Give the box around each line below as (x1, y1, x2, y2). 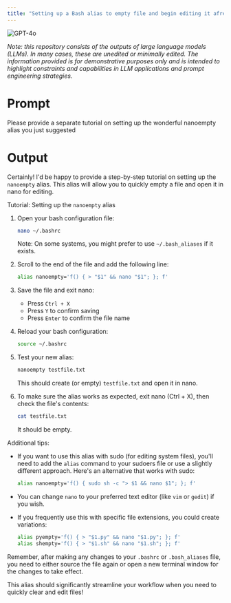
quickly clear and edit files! (7, 588, 84, 596)
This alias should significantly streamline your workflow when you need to (7, 580, 217, 589)
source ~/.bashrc (16, 341, 67, 348)
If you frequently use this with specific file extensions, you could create (16, 513, 220, 521)
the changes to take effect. (7, 567, 84, 575)
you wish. (16, 500, 45, 508)
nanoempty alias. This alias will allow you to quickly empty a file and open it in (7, 180, 224, 188)
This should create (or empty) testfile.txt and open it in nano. (16, 379, 198, 387)
